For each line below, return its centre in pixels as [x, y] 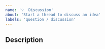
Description [24, 40]
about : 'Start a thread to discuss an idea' [53, 15]
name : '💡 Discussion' [29, 10]
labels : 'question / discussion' [41, 19]
